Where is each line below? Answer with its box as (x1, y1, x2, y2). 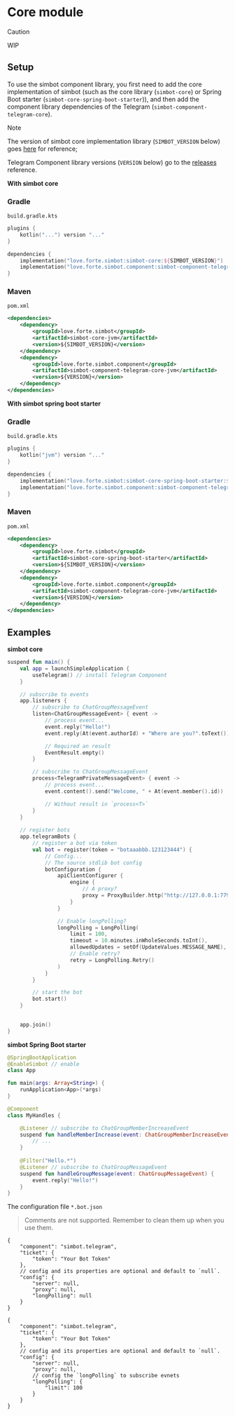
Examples (7, 626, 51, 639)
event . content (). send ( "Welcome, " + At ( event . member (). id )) (44, 787, 224, 795)
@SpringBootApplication (7, 1054, 77, 1061)
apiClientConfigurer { (57, 872, 124, 879)
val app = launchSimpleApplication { (20, 664, 130, 672)
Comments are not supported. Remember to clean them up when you (24, 1216, 225, 1224)
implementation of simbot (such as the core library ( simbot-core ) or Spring (7, 87, 222, 95)
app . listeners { (20, 697, 68, 704)
